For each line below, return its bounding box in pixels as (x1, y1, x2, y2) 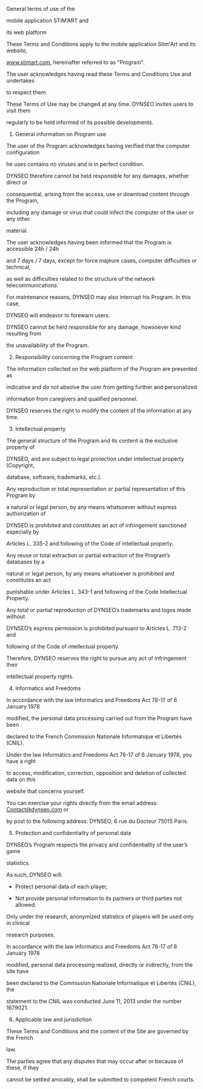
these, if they (6, 1064, 39, 1071)
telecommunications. (6, 282, 59, 289)
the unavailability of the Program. (6, 342, 89, 349)
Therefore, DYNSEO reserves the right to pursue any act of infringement (6, 654, 187, 662)
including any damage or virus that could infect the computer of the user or (6, 209, 195, 216)
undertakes (6, 77, 35, 84)
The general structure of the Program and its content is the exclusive (6, 437, 178, 444)
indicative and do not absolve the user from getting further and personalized (6, 383, 198, 391)
